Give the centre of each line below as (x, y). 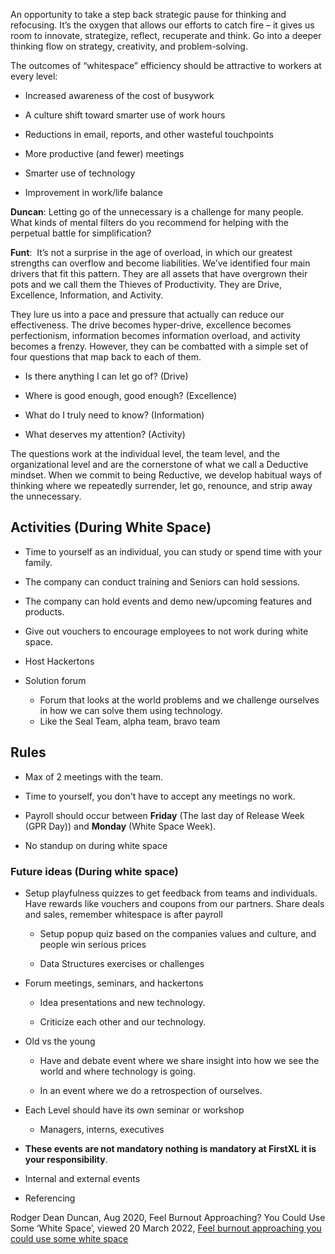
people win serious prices (93, 944)
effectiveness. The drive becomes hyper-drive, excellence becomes (151, 325)
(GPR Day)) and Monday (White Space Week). (120, 826)
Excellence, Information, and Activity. (87, 295)
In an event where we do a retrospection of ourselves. (151, 1090)
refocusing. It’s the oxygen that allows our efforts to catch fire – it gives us (162, 25)
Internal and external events (82, 1178)
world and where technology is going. (117, 1071)
